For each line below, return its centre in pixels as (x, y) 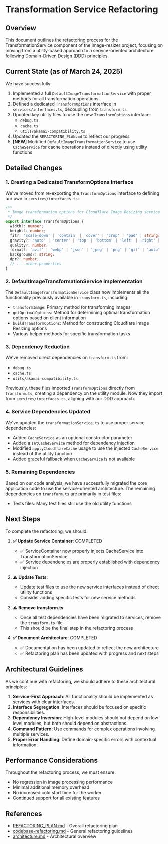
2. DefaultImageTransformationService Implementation (74, 281)
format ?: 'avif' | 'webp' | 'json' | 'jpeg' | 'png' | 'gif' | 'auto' (85, 250)
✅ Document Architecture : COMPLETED (55, 637)
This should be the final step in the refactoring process (76, 628)
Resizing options (30, 329)
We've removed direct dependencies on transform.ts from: (67, 358)
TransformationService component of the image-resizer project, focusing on (84, 45)
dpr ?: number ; (24, 259)
